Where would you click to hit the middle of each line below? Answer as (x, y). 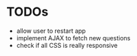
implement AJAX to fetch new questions (73, 38)
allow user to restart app (51, 31)
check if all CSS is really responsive (67, 45)
